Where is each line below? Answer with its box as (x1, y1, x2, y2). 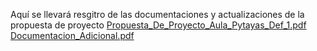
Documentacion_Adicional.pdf (10, 30, 135, 41)
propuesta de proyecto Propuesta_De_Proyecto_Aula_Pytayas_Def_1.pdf (10, 19, 307, 31)
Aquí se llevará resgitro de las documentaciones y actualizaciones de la (10, 9, 305, 20)
